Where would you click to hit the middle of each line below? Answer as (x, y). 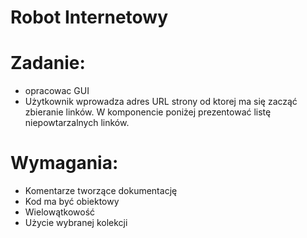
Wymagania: (64, 163)
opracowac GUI (57, 91)
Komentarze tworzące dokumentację (101, 191)
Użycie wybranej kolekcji (76, 223)
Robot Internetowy (89, 17)
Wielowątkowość (60, 212)
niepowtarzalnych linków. (77, 123)
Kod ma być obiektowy (72, 202)
